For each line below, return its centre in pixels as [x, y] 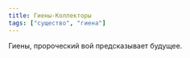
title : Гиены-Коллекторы [50, 15]
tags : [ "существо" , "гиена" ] [57, 23]
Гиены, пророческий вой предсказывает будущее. [95, 45]
